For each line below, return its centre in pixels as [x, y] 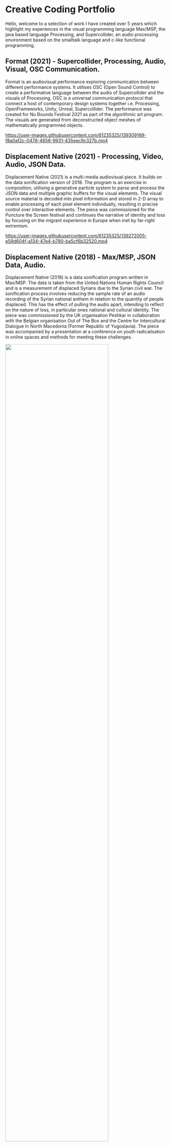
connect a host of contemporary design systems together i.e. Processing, [83, 103]
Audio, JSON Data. [36, 165]
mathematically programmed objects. [45, 125]
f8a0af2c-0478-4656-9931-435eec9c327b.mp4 [57, 140]
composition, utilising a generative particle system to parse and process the [85, 188]
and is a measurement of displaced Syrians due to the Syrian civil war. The [84, 288]
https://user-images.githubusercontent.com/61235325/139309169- [76, 135]
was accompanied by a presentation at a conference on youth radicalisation [85, 332]
